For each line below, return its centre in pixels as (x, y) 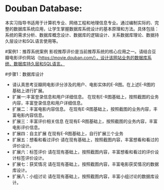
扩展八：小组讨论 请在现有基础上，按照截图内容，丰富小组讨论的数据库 (83, 176)
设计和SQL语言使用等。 (37, 41)
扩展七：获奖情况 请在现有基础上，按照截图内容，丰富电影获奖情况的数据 (85, 164)
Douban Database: (44, 9)
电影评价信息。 (27, 127)
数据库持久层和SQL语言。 (39, 64)
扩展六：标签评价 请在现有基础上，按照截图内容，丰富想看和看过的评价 (83, 152)
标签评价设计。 (31, 158)
